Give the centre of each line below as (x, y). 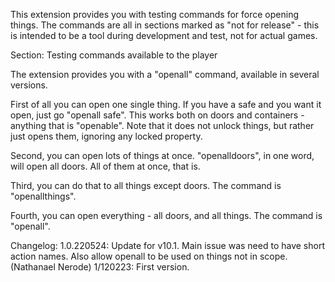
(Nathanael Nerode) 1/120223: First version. (100, 267)
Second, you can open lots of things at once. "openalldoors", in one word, (162, 155)
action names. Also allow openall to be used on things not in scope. (149, 256)
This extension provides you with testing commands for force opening (154, 14)
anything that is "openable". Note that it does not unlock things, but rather (162, 125)
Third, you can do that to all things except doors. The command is (146, 185)
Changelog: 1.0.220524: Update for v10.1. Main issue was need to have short (167, 245)
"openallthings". (43, 196)
